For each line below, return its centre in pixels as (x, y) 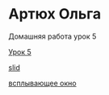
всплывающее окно (42, 83)
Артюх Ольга (55, 14)
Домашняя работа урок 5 (52, 36)
